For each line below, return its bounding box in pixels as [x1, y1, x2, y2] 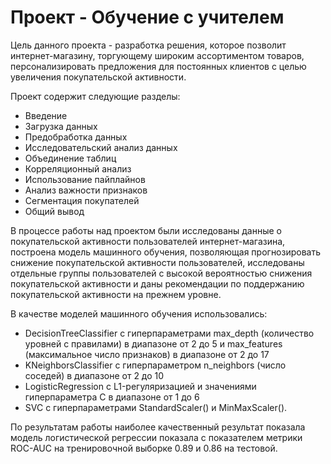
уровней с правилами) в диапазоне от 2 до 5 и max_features [24, 337, 283, 350]
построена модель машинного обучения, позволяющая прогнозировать [10, 246, 322, 258]
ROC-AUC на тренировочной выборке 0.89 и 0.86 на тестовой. [10, 442, 278, 454]
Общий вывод [24, 205, 85, 217]
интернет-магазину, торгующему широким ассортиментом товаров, [10, 49, 305, 61]
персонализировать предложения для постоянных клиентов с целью [10, 60, 307, 72]
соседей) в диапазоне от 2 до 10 [24, 369, 165, 381]
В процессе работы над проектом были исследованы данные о [10, 224, 282, 236]
